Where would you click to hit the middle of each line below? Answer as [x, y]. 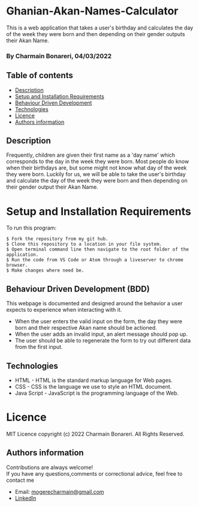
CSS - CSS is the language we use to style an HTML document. [93, 387]
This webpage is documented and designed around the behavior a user [94, 303]
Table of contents [40, 75]
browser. [17, 266]
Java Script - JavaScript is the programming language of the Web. [97, 393]
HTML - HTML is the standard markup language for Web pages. [94, 380]
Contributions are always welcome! [50, 467]
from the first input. [39, 347]
